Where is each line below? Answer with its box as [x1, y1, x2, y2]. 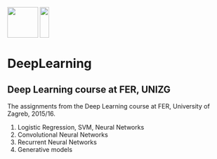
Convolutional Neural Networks [17, 130, 109, 139]
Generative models [17, 146, 72, 153]
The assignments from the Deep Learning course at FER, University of [7, 102, 211, 110]
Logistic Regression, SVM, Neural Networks [17, 123, 145, 131]
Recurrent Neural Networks [17, 138, 97, 146]
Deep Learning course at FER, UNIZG [7, 83, 171, 95]
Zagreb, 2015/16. [7, 109, 56, 118]
